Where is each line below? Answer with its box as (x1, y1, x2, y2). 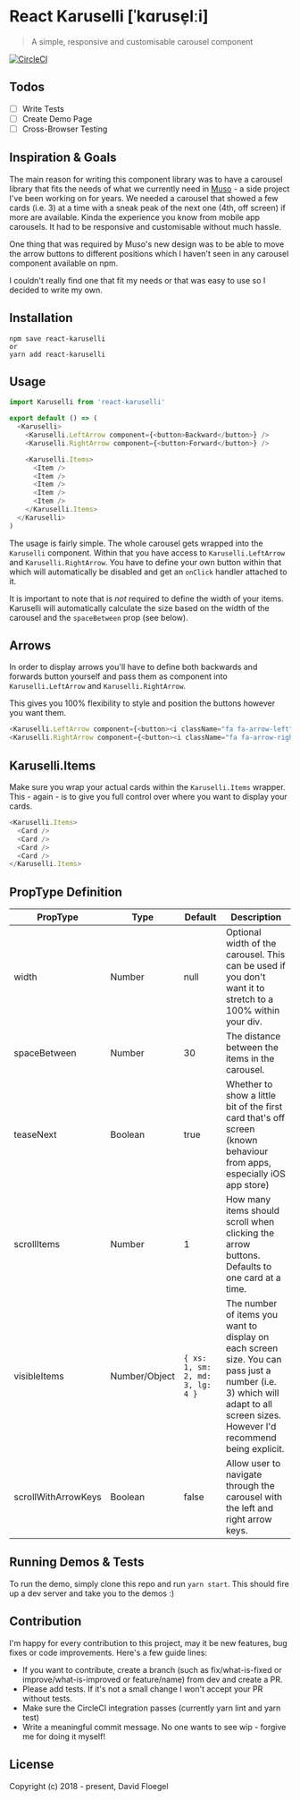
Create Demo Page (21, 113, 93, 124)
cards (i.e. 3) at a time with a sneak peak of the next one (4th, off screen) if (9, 202, 286, 213)
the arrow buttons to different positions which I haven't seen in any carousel (9, 248, 289, 259)
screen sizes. (226, 1409, 281, 1422)
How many (226, 1193, 271, 1206)
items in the (226, 1052, 275, 1065)
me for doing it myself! (21, 1731, 105, 1742)
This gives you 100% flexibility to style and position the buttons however (9, 698, 275, 709)
